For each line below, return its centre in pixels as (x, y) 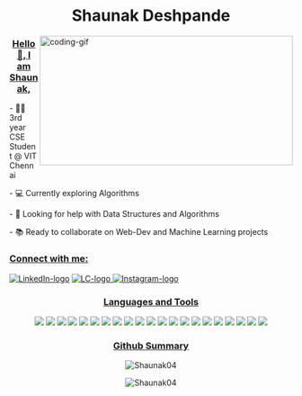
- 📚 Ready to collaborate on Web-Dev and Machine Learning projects (139, 232)
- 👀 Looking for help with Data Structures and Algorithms (115, 214)
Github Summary (151, 346)
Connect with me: (49, 259)
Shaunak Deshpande (151, 16)
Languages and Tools (151, 301)
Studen (22, 147)
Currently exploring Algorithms (82, 193)
